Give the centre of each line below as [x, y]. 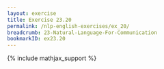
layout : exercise [32, 13]
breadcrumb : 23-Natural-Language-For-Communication [82, 32]
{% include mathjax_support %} [52, 58]
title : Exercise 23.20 [39, 20]
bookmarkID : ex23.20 [37, 39]
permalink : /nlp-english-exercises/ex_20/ [68, 26]
